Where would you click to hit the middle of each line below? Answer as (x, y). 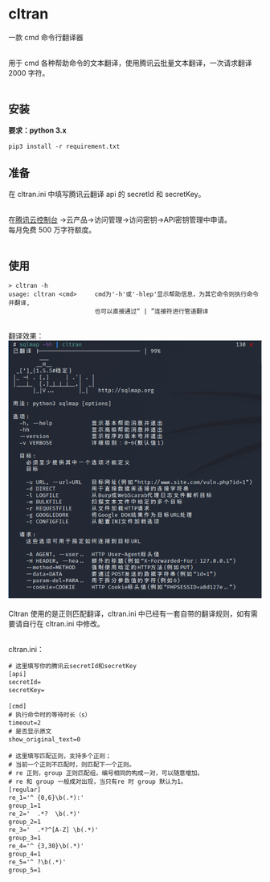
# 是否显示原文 (30, 732)
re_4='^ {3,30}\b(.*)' (46, 846)
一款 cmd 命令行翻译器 (46, 37)
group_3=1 (25, 838)
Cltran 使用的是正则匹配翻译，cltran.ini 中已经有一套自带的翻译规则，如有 (130, 614)
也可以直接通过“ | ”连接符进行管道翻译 (151, 312)
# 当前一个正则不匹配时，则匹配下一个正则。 (72, 765)
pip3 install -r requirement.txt (64, 146)
